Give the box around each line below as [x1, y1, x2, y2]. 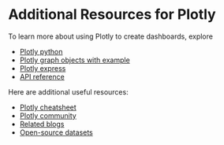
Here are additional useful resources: [8, 87, 129, 96]
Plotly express [19, 63, 66, 72]
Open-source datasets [19, 128, 93, 137]
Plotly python [19, 46, 63, 56]
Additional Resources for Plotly [8, 6, 216, 24]
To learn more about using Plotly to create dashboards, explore [8, 32, 213, 41]
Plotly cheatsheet [19, 102, 77, 112]
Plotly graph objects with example [19, 55, 130, 65]
